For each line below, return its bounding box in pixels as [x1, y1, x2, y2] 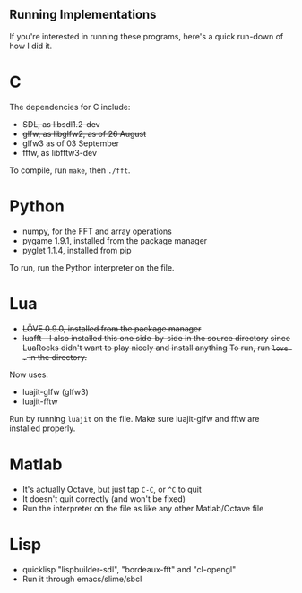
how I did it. [9, 40, 52, 51]
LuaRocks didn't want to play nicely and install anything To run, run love [22, 342, 289, 353]
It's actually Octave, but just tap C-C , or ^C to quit [22, 484, 202, 494]
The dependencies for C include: [9, 101, 131, 112]
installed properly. [9, 423, 76, 434]
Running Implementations [9, 7, 157, 22]
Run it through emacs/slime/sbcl [22, 573, 142, 584]
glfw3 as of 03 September [22, 138, 119, 149]
